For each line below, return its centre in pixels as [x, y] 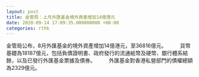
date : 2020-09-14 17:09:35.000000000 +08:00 [63, 23]
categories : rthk [28, 28]
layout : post [22, 12]
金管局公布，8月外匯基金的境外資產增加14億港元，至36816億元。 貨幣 [98, 46]
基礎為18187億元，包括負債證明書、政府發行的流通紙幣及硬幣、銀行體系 [94, 53]
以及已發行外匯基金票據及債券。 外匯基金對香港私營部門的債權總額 [105, 60]
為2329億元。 [23, 68]
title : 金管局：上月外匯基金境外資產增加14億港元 [61, 17]
